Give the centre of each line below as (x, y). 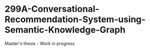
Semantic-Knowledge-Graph (65, 30)
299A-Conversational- (52, 9)
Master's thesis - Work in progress (40, 43)
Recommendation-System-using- (75, 19)
